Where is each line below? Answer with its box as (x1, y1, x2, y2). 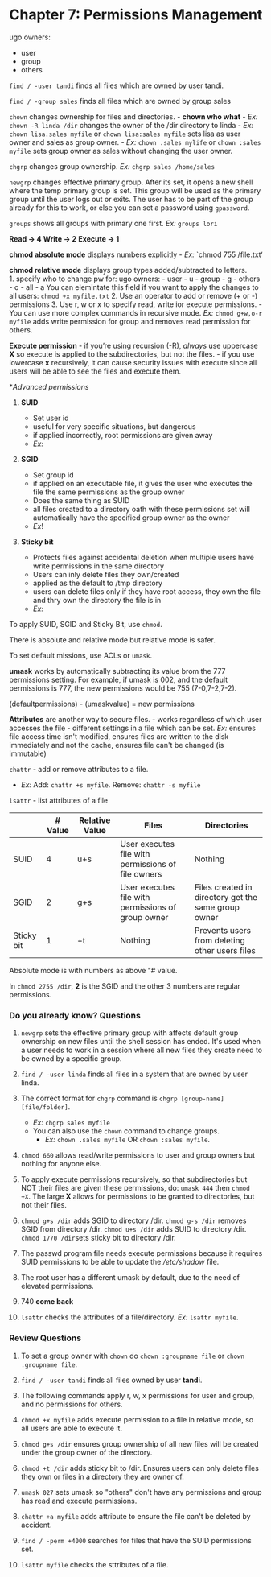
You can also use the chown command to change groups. (32, 1126, 220, 1136)
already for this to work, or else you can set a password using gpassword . (9, 203, 250, 213)
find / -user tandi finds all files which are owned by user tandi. (9, 81, 224, 90)
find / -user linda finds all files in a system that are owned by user (20, 1069, 248, 1080)
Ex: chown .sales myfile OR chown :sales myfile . (44, 1135, 211, 1145)
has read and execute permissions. (20, 1496, 138, 1505)
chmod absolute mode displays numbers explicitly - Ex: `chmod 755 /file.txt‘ (9, 250, 263, 259)
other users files (194, 944, 257, 956)
